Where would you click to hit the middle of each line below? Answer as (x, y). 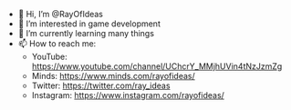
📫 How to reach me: (57, 44)
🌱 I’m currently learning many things (86, 33)
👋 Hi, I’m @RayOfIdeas (60, 14)
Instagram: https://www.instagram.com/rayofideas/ (128, 95)
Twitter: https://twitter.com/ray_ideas (101, 85)
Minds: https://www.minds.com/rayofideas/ (114, 76)
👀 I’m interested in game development (89, 24)
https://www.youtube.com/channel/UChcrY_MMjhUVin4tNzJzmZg (157, 66)
